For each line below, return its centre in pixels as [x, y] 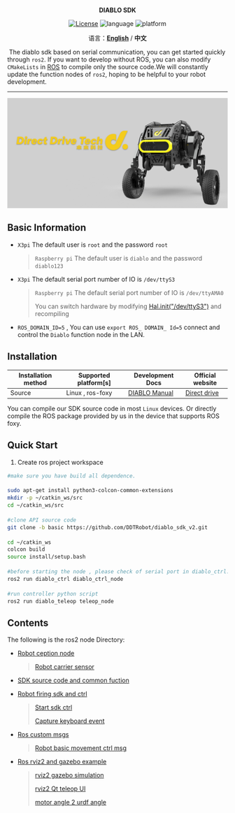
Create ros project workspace [60, 462]
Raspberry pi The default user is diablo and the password [119, 258]
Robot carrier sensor [64, 667]
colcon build [26, 549]
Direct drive [202, 393]
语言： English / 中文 [117, 38]
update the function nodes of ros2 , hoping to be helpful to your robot [107, 74]
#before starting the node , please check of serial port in [98, 572]
